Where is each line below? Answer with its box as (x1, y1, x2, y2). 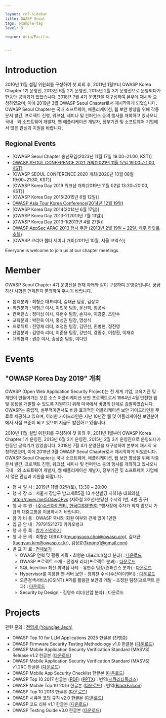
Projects (5, 607, 41, 618)
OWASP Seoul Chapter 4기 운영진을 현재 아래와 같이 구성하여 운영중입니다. (5, 281, 152, 288)
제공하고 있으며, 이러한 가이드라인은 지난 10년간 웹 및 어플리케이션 (14, 413, 142, 419)
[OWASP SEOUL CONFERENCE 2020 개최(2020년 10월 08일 (12, 171, 134, 177)
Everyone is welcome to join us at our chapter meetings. (5, 247, 120, 253)
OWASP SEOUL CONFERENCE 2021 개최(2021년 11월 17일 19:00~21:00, (12, 159, 156, 165)
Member (5, 265, 41, 276)
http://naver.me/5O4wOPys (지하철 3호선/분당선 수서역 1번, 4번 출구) (12, 496, 149, 502)
